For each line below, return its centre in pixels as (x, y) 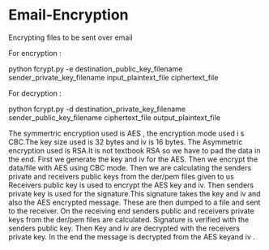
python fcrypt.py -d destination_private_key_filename (97, 109)
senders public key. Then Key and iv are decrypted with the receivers (124, 228)
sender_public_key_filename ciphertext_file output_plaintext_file (115, 117)
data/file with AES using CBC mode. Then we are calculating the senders (130, 167)
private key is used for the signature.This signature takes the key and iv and (134, 193)
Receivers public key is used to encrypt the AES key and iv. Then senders (131, 185)
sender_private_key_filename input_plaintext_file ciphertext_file (113, 77)
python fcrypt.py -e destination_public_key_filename (96, 69)
